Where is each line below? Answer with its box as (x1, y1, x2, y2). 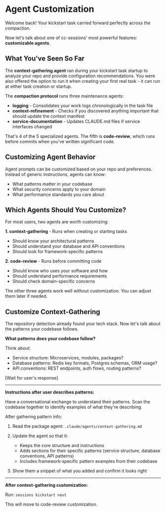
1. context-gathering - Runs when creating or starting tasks (5, 228, 127, 234)
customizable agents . (5, 40, 51, 46)
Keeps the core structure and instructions (19, 443, 105, 449)
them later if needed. (5, 293, 48, 299)
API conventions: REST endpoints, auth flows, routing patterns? (12, 365, 142, 371)
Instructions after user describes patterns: (5, 389, 95, 395)
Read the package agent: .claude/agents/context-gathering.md (12, 423, 142, 429)
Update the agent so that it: (12, 433, 68, 439)
